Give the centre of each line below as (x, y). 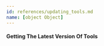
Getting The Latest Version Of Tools (52, 36)
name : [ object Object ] (35, 17)
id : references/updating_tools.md (50, 12)
